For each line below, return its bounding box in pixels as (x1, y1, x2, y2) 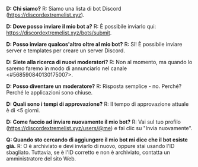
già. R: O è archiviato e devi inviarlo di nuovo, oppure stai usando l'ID (6, 143, 175, 149)
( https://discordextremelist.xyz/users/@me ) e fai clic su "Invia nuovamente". (6, 125, 193, 131)
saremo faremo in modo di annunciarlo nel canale (6, 65, 127, 72)
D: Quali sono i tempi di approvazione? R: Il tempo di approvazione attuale (6, 100, 189, 108)
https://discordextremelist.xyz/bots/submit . (6, 29, 112, 36)
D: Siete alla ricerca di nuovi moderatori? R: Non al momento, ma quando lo (6, 59, 193, 65)
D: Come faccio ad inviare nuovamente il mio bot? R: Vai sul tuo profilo (6, 118, 181, 125)
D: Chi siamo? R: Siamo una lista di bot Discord (6, 5, 122, 12)
